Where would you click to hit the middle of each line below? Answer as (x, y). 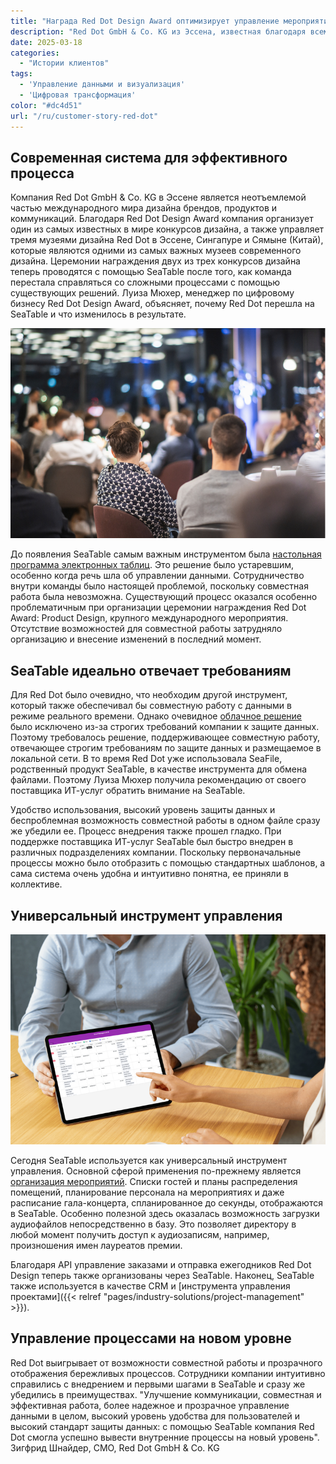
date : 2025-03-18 (46, 42)
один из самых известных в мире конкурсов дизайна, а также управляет (167, 229)
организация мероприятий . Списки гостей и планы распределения (154, 1181)
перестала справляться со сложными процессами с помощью (145, 282)
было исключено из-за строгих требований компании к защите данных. (165, 727)
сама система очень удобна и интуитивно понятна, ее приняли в (149, 874)
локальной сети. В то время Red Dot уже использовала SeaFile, (146, 759)
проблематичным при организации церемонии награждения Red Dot (158, 607)
